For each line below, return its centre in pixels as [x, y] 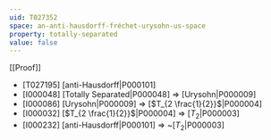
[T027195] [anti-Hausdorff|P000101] [89, 85]
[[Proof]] [25, 68]
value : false [34, 42]
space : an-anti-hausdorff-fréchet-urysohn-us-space [107, 26]
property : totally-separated [64, 34]
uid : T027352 [34, 17]
